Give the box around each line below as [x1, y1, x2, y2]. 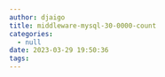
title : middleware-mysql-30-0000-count [9, 21, 157, 30]
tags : [9, 54, 29, 63]
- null [17, 37, 42, 47]
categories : [9, 29, 53, 38]
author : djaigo [9, 12, 66, 22]
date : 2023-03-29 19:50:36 [9, 46, 109, 55]
